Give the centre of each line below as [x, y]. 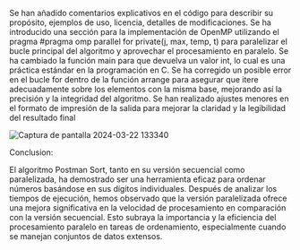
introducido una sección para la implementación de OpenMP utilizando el [144, 32]
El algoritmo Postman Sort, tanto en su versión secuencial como [127, 170]
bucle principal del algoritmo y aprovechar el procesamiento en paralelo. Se [149, 51]
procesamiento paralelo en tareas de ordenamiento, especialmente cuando [148, 227]
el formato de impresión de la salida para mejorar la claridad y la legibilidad [148, 108]
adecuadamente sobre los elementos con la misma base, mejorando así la [146, 89]
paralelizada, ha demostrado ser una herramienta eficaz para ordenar [137, 179]
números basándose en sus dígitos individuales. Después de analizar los [143, 189]
